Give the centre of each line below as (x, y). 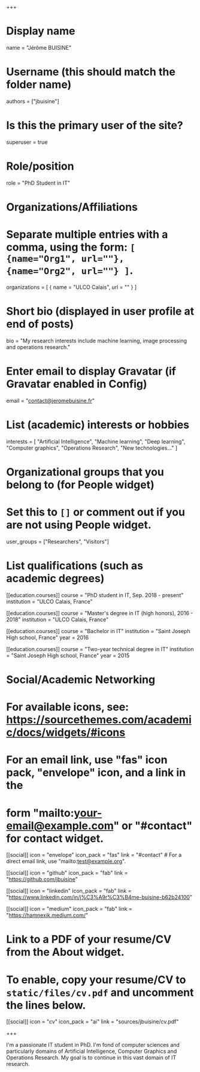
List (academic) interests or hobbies (98, 425)
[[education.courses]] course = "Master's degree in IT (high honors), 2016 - (100, 613)
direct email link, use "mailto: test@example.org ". (66, 862)
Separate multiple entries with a (87, 235)
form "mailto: (40, 813)
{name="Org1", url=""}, (65, 259)
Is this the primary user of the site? (95, 126)
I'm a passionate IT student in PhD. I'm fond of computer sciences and (93, 1045)
